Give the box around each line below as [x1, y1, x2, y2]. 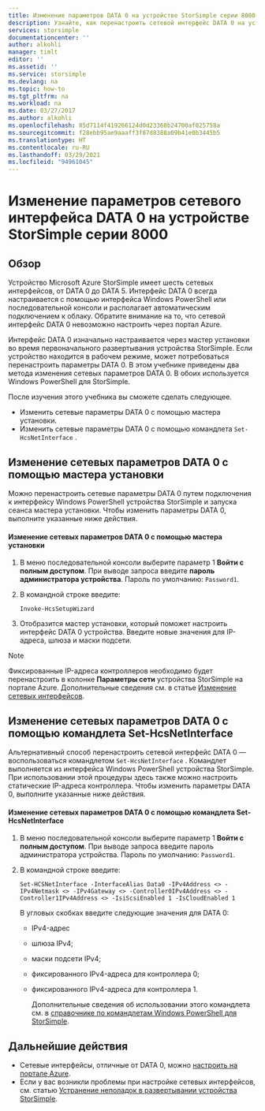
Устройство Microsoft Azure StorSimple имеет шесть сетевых [8, 278, 215, 288]
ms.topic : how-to [8, 84, 65, 93]
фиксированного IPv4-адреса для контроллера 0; [31, 969, 200, 979]
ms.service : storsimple [8, 70, 87, 78]
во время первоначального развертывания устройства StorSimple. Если [8, 344, 253, 353]
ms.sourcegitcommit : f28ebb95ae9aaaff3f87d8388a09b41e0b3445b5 [8, 129, 221, 136]
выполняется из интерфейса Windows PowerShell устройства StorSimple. [8, 764, 255, 774]
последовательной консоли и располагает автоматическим [8, 303, 211, 312]
